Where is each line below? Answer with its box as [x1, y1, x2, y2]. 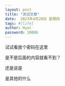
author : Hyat [5, 26, 32, 30]
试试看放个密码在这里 [5, 44, 48, 50]
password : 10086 [5, 30, 38, 35]
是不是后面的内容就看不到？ [5, 55, 61, 60]
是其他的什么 [5, 76, 31, 81]
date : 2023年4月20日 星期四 [5, 16, 60, 21]
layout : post [5, 7, 32, 12]
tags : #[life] [5, 21, 34, 26]
